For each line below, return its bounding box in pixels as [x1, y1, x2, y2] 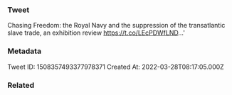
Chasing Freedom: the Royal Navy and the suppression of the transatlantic [7, 21, 226, 30]
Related [7, 80, 35, 90]
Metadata [7, 46, 41, 56]
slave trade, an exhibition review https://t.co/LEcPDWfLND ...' [7, 28, 185, 37]
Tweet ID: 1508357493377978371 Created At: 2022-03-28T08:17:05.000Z [7, 62, 224, 71]
